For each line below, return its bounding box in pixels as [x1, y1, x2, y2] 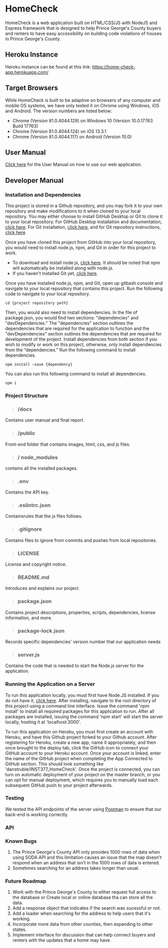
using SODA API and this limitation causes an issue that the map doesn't [12, 854, 162, 860]
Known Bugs [5, 837, 37, 844]
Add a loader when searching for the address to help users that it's [12, 910, 151, 917]
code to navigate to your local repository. [5, 291, 90, 297]
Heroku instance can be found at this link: [5, 63, 91, 70]
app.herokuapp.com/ [5, 69, 49, 75]
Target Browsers [5, 84, 59, 92]
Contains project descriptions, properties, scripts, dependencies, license [5, 609, 155, 615]
